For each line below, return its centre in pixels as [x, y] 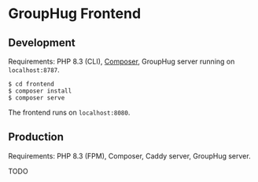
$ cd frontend [31, 84]
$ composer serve [37, 98]
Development [42, 43]
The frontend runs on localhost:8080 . [69, 112]
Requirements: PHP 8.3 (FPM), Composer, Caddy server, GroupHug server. [129, 156]
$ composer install [40, 91]
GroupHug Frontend [75, 14]
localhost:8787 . [34, 70]
